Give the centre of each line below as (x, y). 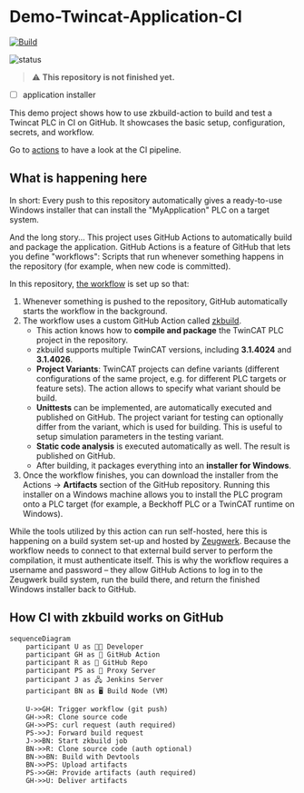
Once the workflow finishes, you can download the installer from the (150, 475)
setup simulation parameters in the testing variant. (130, 436)
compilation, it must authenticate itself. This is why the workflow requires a (149, 560)
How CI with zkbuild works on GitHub (117, 618)
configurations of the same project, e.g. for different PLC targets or (161, 378)
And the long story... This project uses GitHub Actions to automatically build (151, 237)
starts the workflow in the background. (95, 311)
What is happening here (78, 178)
